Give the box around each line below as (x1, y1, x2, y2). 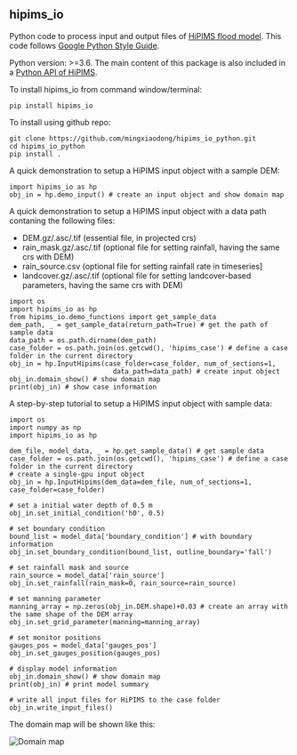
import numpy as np (9, 422, 82, 432)
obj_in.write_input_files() (9, 703, 114, 712)
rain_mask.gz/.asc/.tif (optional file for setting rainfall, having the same (21, 242, 280, 253)
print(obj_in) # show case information (9, 382, 157, 391)
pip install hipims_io (9, 101, 93, 110)
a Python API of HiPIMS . (9, 67, 98, 77)
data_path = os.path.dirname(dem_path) (9, 335, 157, 345)
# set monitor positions (9, 633, 101, 642)
